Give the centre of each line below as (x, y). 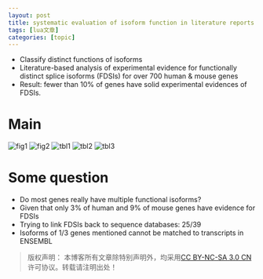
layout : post (29, 15)
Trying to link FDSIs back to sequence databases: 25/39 (110, 225)
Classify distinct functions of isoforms (81, 60)
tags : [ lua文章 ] (33, 30)
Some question (58, 178)
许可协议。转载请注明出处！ (72, 267)
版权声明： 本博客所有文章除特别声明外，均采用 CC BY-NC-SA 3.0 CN (139, 257)
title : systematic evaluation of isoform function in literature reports (131, 23)
